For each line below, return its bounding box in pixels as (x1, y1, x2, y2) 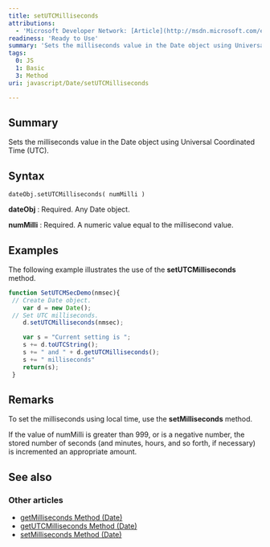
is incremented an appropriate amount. (8, 447, 137, 457)
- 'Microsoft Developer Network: (15, 27, 128, 35)
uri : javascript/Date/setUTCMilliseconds (8, 79, 149, 87)
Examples (8, 243, 59, 257)
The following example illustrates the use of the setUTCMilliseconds (8, 265, 236, 274)
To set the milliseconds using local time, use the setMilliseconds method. (8, 414, 253, 424)
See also (8, 470, 52, 483)
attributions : (8, 19, 56, 27)
